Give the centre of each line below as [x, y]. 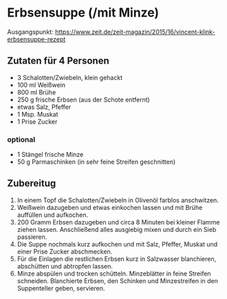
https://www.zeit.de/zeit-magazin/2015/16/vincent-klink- [135, 32]
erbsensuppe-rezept [36, 39]
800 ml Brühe [36, 92]
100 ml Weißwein [41, 85]
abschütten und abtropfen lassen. [65, 266]
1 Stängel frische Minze [50, 155]
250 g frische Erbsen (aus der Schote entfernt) [83, 99]
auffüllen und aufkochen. [53, 215]
